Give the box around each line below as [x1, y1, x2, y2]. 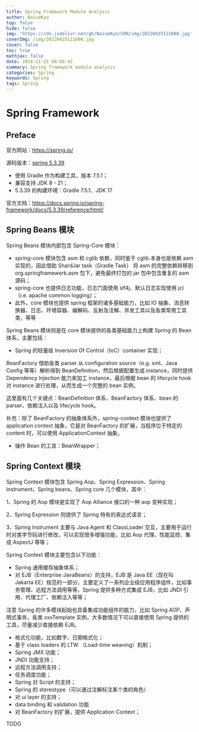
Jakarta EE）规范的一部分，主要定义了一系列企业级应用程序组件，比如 [14, 578, 187, 585]
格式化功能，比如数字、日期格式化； [14, 634, 104, 641]
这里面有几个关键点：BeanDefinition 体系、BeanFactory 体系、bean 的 [6, 394, 179, 401]
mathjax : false [6, 53, 44, 59]
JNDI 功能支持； [14, 656, 55, 663]
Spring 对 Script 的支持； [14, 678, 76, 686]
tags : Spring [6, 81, 39, 87]
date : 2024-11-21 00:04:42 [6, 58, 73, 64]
